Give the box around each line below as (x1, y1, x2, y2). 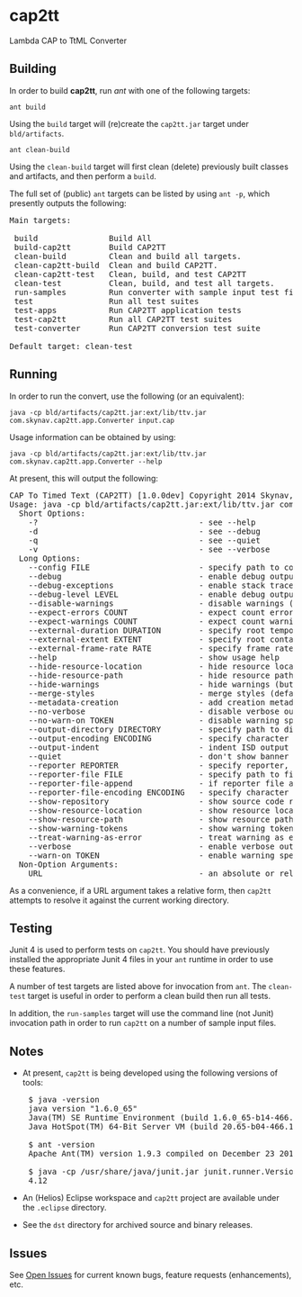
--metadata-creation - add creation (28, 697, 266, 707)
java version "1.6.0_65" (28, 1103, 138, 1114)
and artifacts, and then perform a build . (9, 170, 157, 181)
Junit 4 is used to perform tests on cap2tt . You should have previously (9, 944, 270, 955)
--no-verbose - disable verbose (28, 706, 280, 716)
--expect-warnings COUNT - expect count (28, 616, 266, 626)
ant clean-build (9, 145, 70, 154)
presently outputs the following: (9, 197, 128, 208)
